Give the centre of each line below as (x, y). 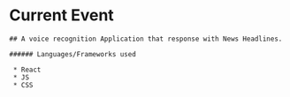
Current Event (62, 15)
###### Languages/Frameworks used (73, 54)
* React (27, 70)
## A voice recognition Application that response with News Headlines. (146, 39)
